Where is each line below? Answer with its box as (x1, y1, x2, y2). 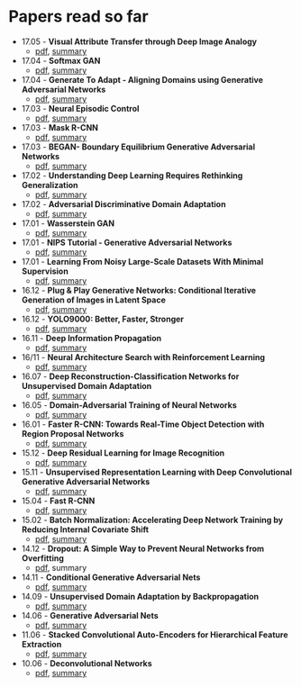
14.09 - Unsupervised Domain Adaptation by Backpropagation (21, 591, 260, 601)
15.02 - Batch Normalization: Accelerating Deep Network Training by (21, 514, 284, 525)
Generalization (21, 179, 78, 190)
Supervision (21, 266, 68, 276)
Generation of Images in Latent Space (21, 294, 166, 305)
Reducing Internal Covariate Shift (21, 524, 150, 535)
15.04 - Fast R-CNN (21, 495, 96, 506)
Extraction (21, 638, 62, 649)
